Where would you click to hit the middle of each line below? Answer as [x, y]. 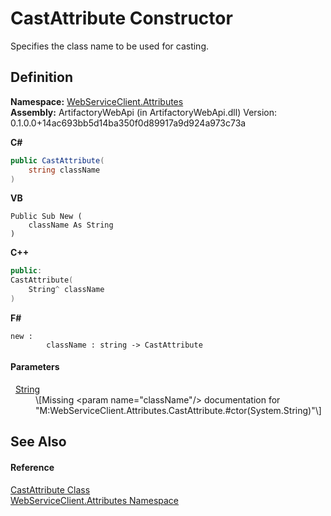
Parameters [35, 367]
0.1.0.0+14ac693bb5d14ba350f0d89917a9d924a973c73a [128, 123]
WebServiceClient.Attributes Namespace [95, 500]
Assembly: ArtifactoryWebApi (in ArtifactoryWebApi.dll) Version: [144, 112]
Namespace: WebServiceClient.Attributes [97, 101]
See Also [38, 442]
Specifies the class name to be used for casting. [109, 46]
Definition [41, 77]
